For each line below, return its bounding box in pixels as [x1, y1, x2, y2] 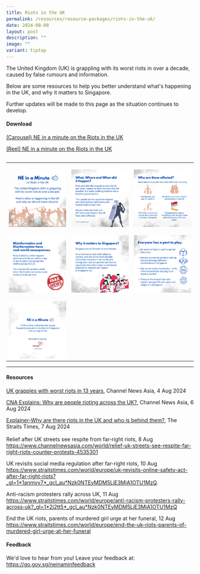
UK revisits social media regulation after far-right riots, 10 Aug [6, 460, 158, 467]
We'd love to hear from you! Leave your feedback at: [6, 554, 135, 561]
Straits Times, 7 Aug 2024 [6, 423, 70, 430]
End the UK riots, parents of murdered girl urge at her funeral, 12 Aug [6, 514, 176, 522]
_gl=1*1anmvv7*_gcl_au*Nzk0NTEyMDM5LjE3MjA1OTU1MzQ [6, 478, 157, 486]
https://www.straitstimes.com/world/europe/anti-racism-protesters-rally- [6, 496, 186, 504]
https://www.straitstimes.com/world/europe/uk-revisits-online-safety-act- [6, 466, 188, 473]
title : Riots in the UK [6, 10, 65, 16]
